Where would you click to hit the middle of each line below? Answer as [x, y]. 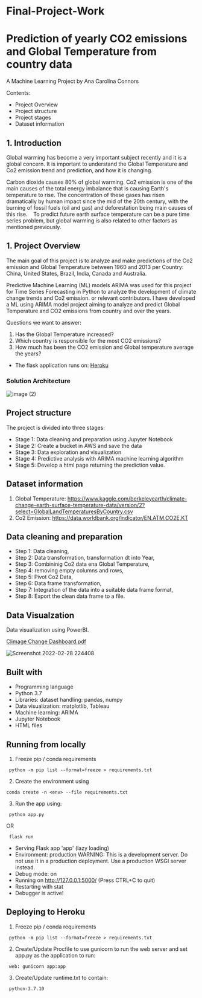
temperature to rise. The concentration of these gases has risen [86, 195]
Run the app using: [38, 803]
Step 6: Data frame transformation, [58, 583]
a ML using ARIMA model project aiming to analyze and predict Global [93, 304]
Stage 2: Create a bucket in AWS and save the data [78, 446]
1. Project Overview [43, 246]
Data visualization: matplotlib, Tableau [62, 706]
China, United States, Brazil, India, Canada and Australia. [77, 273]
